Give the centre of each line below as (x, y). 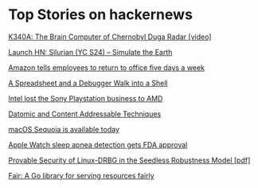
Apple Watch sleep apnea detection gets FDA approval (98, 144)
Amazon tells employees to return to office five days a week (107, 67)
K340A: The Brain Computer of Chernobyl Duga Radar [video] (110, 37)
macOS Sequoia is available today (64, 129)
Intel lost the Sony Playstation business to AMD (86, 98)
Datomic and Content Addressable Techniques (85, 114)
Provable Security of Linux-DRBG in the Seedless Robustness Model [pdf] (129, 160)
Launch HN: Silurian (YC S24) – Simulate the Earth (90, 52)
